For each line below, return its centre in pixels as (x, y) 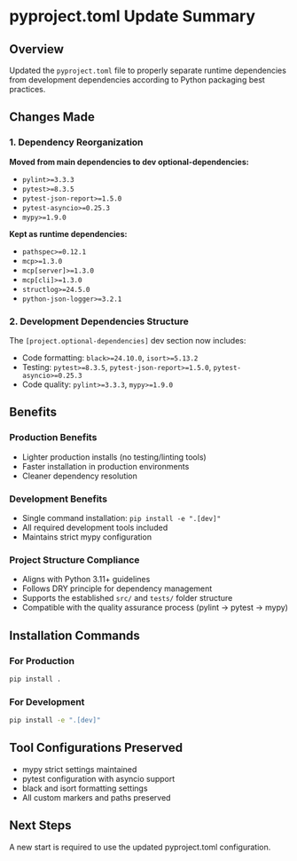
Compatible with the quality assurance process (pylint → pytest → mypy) (155, 608)
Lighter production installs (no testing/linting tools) (114, 457)
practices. (27, 89)
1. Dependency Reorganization (76, 142)
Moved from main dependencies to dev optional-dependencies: (129, 162)
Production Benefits (53, 438)
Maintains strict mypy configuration (87, 537)
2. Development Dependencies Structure (99, 321)
